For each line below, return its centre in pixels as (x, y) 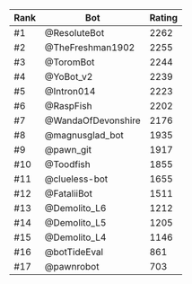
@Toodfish (68, 164)
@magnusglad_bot (84, 135)
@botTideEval (74, 252)
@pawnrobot (72, 266)
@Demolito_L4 (75, 237)
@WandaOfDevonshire (92, 120)
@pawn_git (68, 150)
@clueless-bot (76, 179)
